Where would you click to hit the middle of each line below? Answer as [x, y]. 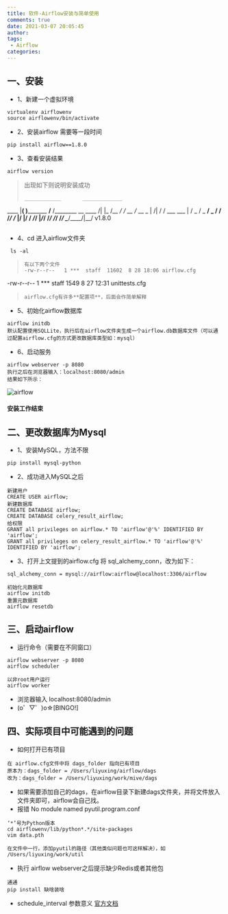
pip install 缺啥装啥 [36, 889]
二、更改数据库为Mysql [57, 432]
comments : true [29, 20]
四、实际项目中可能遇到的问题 [70, 731]
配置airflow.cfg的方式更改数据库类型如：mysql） [75, 338]
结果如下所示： [25, 379]
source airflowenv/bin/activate [53, 118]
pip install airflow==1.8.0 [47, 145]
